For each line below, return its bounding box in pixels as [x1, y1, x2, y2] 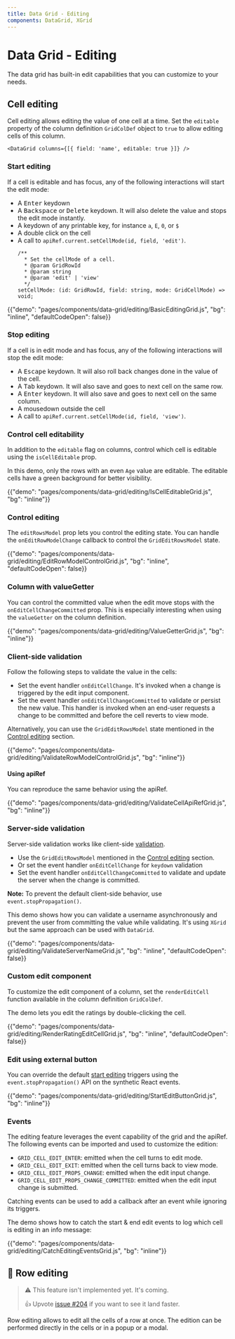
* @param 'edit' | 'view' [24, 274, 100, 281]
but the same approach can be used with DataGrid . [7, 925, 154, 933]
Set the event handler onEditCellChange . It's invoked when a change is [17, 681, 221, 690]
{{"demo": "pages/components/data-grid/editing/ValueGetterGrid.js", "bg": [7, 626, 224, 635]
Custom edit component [7, 971, 92, 981]
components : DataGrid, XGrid [7, 17, 93, 24]
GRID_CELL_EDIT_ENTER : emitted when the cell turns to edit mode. [17, 1153, 203, 1162]
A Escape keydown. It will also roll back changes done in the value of [17, 367, 218, 375]
